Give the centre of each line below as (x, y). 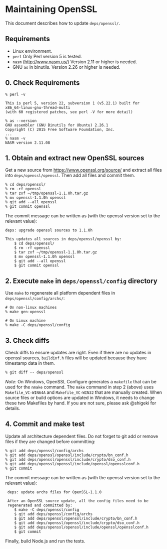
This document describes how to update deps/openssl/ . (63, 23)
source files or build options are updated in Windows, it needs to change (80, 398)
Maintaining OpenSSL (51, 9)
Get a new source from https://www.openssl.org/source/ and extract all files (84, 170)
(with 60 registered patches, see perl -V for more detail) (69, 112)
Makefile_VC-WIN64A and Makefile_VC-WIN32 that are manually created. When (84, 392)
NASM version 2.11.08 (28, 143)
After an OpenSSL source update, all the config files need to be (78, 501)
